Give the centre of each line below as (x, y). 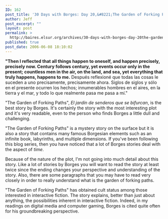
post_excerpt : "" (23, 24)
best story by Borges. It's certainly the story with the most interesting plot (81, 108)
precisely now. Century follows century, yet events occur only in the (77, 66)
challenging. (18, 118)
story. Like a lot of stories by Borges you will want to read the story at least (82, 164)
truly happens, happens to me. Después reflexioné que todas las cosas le (82, 77)
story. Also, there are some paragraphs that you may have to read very (78, 175)
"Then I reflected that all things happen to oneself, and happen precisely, (82, 61)
